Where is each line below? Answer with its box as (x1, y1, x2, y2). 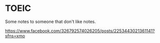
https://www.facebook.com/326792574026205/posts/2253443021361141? (5, 28, 155, 33)
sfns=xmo (5, 33, 25, 39)
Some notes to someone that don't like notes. (5, 19, 96, 24)
